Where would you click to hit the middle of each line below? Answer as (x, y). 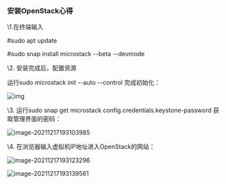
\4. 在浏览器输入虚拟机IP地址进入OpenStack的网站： (81, 147)
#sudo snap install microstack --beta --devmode (76, 54)
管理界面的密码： (37, 119)
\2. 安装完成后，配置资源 (42, 68)
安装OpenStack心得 (40, 10)
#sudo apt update (32, 41)
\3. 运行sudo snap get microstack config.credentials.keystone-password (110, 110)
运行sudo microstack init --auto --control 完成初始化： (84, 83)
